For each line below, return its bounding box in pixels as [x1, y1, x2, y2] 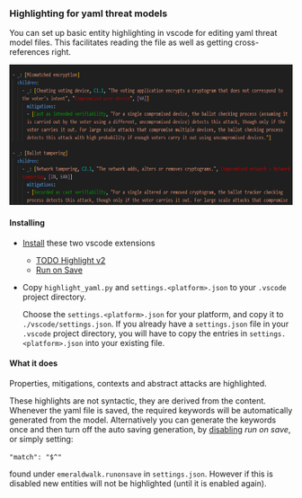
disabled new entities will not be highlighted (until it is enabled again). [9, 477, 267, 488]
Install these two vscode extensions [22, 237, 155, 248]
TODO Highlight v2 [35, 254, 106, 265]
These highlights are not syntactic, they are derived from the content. [9, 395, 267, 406]
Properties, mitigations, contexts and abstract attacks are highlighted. [9, 378, 267, 388]
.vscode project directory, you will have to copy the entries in [22, 327, 248, 339]
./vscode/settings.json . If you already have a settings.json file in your [22, 318, 289, 329]
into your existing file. [84, 337, 165, 348]
